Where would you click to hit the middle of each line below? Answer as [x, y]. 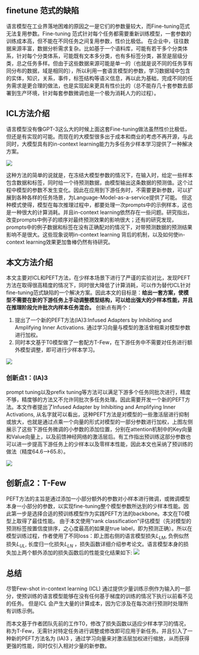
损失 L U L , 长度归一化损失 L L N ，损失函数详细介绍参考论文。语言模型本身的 [95, 545]
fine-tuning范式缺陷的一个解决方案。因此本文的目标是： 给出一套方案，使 [95, 292]
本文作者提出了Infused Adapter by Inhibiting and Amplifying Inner [96, 407]
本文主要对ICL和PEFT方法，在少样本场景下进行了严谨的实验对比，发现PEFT [98, 278]
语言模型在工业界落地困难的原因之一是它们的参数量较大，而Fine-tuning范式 [98, 26]
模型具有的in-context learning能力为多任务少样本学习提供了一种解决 [110, 144]
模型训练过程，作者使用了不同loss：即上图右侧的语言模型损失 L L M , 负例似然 [98, 536]
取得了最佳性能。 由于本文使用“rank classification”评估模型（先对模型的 [104, 521]
